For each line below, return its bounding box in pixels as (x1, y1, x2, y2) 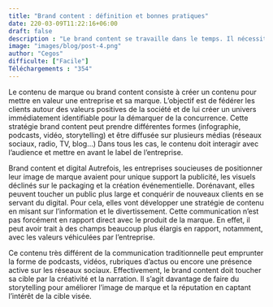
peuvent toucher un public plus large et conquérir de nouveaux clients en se (8, 188, 264, 199)
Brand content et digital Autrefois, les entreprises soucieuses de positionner (8, 163, 263, 173)
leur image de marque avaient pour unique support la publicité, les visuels (8, 171, 256, 181)
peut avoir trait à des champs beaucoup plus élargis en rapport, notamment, (8, 223, 263, 233)
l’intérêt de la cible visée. (8, 291, 92, 301)
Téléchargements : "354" (8, 65, 93, 73)
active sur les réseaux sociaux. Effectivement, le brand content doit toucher (8, 265, 262, 275)
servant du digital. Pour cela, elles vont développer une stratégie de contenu (8, 197, 264, 207)
